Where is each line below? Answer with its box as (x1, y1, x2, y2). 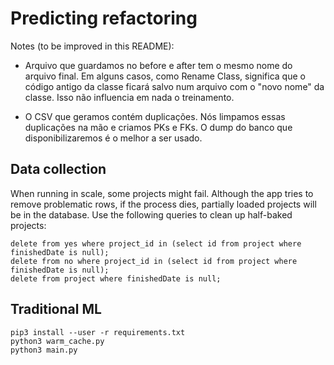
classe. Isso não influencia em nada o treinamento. (24, 91, 235, 103)
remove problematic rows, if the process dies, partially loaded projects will (10, 198, 317, 210)
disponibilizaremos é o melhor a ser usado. (24, 132, 203, 144)
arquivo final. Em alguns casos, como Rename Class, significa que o (24, 70, 306, 82)
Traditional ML (10, 301, 102, 318)
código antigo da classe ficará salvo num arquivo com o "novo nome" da (24, 80, 325, 92)
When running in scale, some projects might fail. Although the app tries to (10, 187, 314, 199)
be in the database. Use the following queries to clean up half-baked (10, 208, 293, 221)
